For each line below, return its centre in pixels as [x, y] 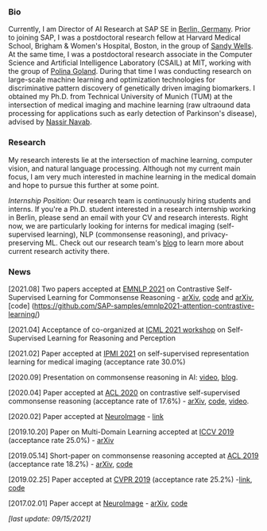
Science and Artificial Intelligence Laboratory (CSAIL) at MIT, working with [130, 63]
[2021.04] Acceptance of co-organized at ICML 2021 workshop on [117, 329]
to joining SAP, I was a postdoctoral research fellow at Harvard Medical [124, 37]
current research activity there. [59, 251]
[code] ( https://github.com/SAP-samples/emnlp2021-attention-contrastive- [132, 306]
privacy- [215, 234]
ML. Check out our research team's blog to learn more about [144, 242]
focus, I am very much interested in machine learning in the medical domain [132, 176]
